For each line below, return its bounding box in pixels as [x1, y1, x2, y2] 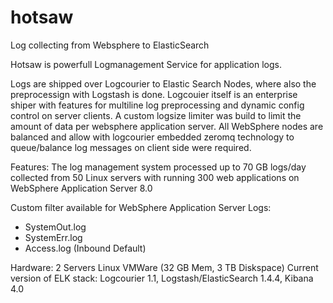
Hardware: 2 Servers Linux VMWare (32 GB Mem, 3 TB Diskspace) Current [10, 261, 319, 273]
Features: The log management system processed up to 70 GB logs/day [10, 161, 307, 173]
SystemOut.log [24, 221, 87, 233]
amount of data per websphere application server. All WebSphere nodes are [10, 120, 324, 132]
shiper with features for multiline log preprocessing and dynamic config [10, 99, 305, 111]
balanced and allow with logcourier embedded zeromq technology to [10, 131, 295, 143]
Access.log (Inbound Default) [24, 242, 147, 254]
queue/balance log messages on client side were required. [10, 141, 252, 153]
